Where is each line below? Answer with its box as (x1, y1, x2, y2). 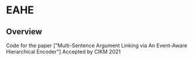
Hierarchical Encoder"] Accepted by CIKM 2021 (6, 48, 121, 55)
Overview (6, 27, 43, 37)
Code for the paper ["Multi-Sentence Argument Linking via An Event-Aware (6, 42, 188, 49)
